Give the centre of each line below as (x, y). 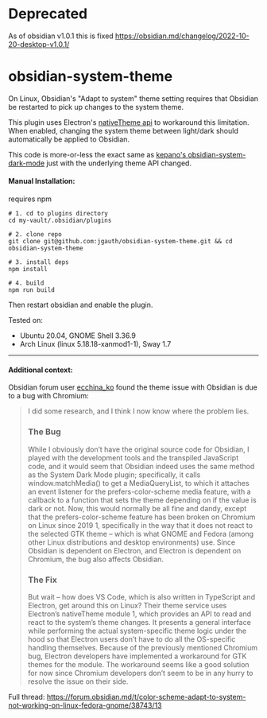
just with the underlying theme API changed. (119, 163)
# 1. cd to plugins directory (58, 214)
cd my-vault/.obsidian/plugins (60, 221)
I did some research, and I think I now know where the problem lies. (138, 411)
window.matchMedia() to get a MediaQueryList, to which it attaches (138, 483)
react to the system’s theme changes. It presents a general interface (139, 622)
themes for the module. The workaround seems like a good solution (138, 664)
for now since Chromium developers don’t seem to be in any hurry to (140, 673)
